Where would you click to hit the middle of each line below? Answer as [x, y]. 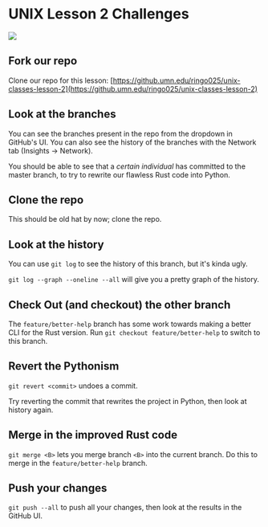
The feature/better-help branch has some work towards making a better [130, 324]
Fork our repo [43, 61]
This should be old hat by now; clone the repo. [85, 219]
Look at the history [56, 245]
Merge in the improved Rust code [93, 435]
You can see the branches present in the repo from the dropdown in [120, 133]
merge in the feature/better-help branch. [78, 463]
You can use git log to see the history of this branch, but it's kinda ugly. [128, 264]
